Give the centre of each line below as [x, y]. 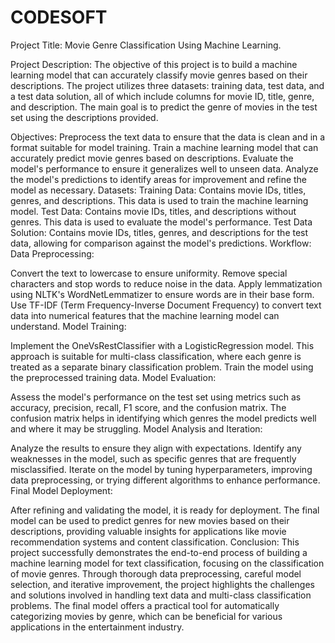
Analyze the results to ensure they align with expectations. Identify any [156, 448]
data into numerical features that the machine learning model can [145, 315]
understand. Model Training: [68, 326]
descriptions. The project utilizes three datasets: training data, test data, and [167, 85]
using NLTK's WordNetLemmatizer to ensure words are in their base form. [162, 294]
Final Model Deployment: [61, 490]
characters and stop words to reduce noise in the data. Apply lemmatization [166, 283]
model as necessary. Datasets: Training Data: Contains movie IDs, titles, [158, 190]
